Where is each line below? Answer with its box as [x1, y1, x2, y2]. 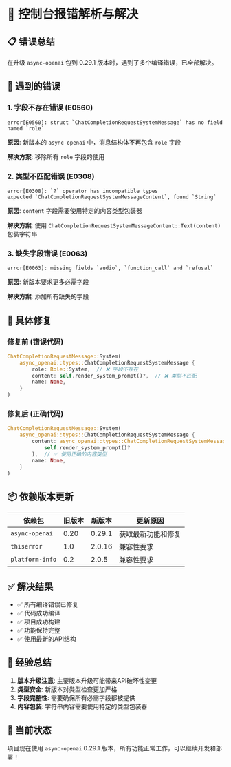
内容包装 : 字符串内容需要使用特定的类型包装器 [16, 702, 148, 710]
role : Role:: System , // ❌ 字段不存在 [32, 366, 139, 373]
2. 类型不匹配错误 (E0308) [7, 172, 95, 181]
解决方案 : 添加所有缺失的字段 [7, 292, 89, 300]
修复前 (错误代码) [7, 337, 64, 347]
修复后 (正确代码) [7, 409, 64, 419]
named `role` [7, 125, 45, 132]
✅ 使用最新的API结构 [16, 635, 76, 643]
